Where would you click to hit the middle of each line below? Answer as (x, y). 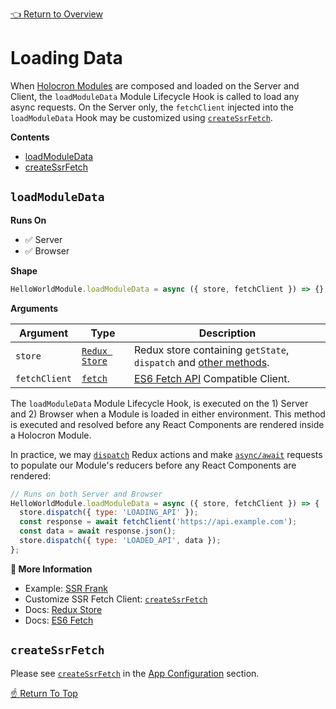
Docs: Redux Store (63, 609)
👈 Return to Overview (56, 14)
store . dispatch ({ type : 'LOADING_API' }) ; (109, 513)
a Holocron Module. (51, 435)
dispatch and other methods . (201, 362)
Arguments (34, 308)
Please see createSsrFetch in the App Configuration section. (135, 673)
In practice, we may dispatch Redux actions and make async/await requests (166, 454)
